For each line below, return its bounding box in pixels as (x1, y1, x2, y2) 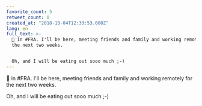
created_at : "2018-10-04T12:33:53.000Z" (6, 20, 109, 26)
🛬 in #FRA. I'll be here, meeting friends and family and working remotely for (6, 74, 193, 81)
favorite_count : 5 (6, 8, 52, 15)
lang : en (6, 25, 28, 32)
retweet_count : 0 (6, 14, 50, 20)
